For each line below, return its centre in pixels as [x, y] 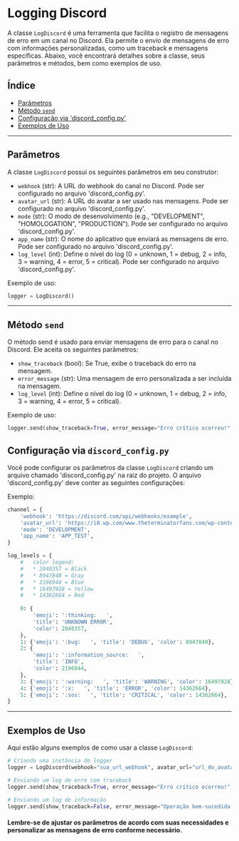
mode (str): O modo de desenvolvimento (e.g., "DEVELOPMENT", [111, 216]
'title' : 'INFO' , [58, 662]
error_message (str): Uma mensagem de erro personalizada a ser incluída [124, 379]
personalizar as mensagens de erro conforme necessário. [95, 830]
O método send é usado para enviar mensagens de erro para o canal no [113, 342]
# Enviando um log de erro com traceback [70, 780]
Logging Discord [57, 13]
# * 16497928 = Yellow [57, 589]
